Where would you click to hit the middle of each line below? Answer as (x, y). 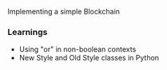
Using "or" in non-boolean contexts (78, 49)
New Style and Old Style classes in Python (89, 58)
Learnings (28, 32)
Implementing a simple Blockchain (64, 12)
